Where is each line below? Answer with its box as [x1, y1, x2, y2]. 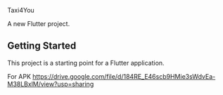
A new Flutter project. [7, 20, 70, 27]
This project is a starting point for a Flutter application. [7, 58, 165, 67]
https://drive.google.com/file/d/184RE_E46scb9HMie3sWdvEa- [32, 72, 216, 80]
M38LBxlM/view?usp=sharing [7, 80, 94, 88]
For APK [7, 72, 32, 80]
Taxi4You [7, 6, 35, 14]
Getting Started [7, 40, 77, 52]
